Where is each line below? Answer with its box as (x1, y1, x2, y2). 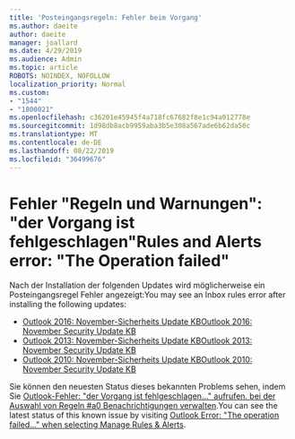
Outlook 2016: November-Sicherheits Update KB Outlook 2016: (22, 316, 253, 327)
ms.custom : (9, 88, 50, 97)
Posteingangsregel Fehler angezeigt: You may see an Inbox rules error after (9, 289, 286, 300)
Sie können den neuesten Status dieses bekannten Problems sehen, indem (9, 382, 286, 392)
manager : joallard (9, 38, 78, 47)
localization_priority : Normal (9, 80, 126, 89)
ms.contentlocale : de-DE (9, 138, 102, 147)
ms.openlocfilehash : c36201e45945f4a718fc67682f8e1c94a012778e (9, 113, 251, 122)
